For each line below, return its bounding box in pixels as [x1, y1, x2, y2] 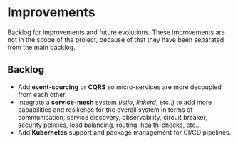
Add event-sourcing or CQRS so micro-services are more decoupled [17, 83, 222, 91]
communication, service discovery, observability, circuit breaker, [17, 113, 208, 121]
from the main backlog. [7, 43, 76, 51]
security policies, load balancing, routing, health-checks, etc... [17, 120, 202, 129]
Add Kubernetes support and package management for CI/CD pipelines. [17, 128, 232, 136]
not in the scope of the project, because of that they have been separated [7, 35, 224, 43]
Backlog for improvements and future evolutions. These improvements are [7, 28, 226, 36]
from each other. [17, 90, 67, 98]
